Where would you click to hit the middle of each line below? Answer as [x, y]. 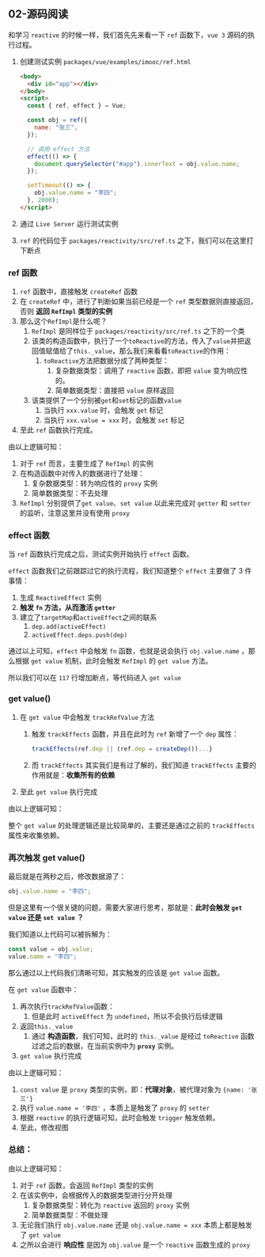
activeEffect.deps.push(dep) [79, 635]
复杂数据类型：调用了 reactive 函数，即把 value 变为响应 [148, 371]
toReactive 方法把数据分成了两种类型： [106, 361]
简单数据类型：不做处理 [70, 1215]
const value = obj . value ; [51, 949]
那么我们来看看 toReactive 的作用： [175, 351]
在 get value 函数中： [44, 989]
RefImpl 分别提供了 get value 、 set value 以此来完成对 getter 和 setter [135, 503]
